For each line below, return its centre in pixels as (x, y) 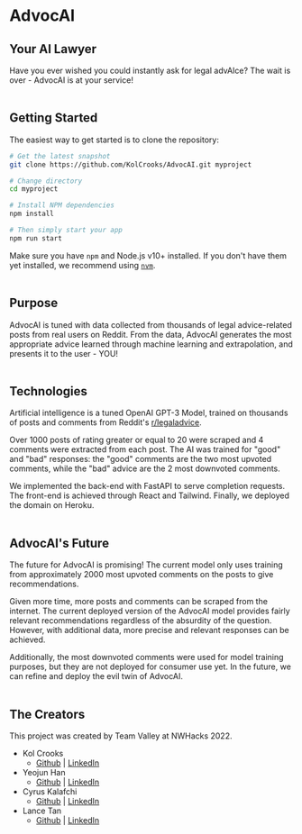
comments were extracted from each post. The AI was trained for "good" (145, 449)
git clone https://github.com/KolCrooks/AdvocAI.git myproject (131, 164)
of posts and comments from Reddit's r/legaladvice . (106, 422)
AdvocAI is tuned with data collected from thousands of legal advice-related (151, 324)
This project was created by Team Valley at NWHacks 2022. (121, 736)
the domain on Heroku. (52, 505)
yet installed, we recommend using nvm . (82, 265)
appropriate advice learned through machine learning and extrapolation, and (151, 344)
